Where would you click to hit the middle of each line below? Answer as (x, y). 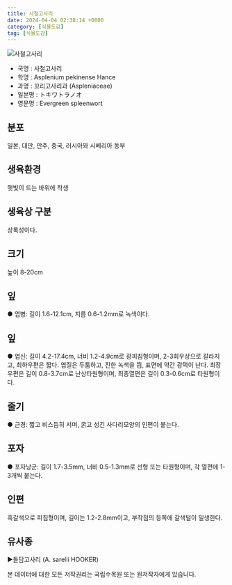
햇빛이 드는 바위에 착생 (38, 187)
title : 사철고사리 (30, 14)
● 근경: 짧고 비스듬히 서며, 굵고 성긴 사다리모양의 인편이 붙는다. (93, 424)
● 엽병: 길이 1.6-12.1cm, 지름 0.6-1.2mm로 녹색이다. (78, 314)
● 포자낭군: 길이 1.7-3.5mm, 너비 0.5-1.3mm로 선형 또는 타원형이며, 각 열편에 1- (116, 467)
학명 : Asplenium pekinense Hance (66, 77)
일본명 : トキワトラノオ (50, 95)
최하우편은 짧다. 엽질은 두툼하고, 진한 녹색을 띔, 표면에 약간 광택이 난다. (112, 365)
